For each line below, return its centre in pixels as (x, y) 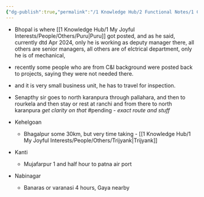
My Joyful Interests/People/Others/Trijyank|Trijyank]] (90, 140)
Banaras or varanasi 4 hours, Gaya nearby (76, 187)
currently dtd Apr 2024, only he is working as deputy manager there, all (104, 42)
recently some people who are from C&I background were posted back (104, 67)
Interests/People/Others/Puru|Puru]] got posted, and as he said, (95, 36)
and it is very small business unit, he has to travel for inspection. (95, 85)
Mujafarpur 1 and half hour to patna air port (78, 164)
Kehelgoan (28, 122)
